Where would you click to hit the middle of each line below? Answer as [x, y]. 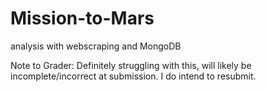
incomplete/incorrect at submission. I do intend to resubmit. [133, 76]
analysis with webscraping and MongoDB [96, 46]
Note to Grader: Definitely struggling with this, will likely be [131, 65]
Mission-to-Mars [82, 18]
